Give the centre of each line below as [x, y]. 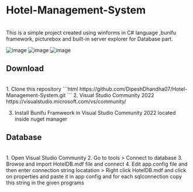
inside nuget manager [41, 119]
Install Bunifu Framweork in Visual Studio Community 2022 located [95, 112]
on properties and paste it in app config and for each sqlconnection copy [94, 176]
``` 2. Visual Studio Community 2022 [111, 95]
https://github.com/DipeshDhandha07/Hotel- [133, 89]
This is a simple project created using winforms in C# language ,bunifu [91, 32]
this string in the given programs [45, 183]
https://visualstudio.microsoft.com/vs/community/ [66, 101]
